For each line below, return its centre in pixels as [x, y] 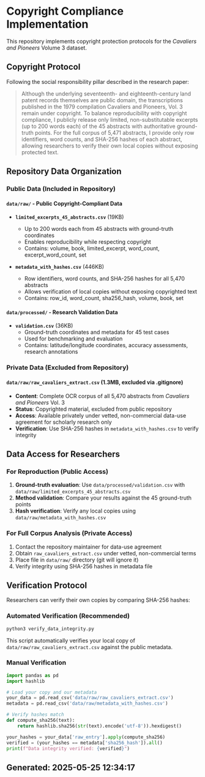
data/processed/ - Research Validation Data [62, 312]
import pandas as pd [33, 675]
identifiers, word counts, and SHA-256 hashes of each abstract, [102, 139]
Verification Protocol [47, 585]
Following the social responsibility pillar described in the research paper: [98, 81]
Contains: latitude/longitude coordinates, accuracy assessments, [106, 345]
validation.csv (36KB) [44, 326]
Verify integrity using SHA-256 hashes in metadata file [84, 566]
